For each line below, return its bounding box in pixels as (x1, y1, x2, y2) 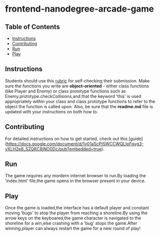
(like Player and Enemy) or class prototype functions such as (5, 88, 126, 94)
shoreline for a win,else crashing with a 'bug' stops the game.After (5, 220, 138, 226)
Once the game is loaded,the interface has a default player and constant (5, 205, 149, 211)
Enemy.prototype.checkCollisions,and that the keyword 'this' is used (5, 93, 142, 99)
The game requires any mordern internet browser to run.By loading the (5, 173, 146, 179)
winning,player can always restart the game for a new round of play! (5, 225, 141, 231)
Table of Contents (5, 23, 60, 31)
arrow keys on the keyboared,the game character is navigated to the (5, 215, 142, 221)
